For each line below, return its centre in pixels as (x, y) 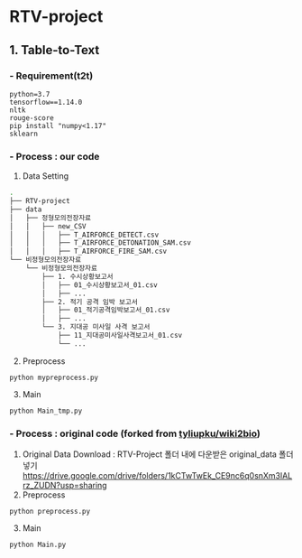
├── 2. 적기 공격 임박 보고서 (90, 302)
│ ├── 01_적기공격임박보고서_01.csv (106, 310)
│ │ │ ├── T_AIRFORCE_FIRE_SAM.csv (88, 251)
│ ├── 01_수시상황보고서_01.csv (100, 285)
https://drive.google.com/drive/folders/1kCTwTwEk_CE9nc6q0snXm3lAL (157, 476)
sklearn (24, 134)
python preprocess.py (50, 512)
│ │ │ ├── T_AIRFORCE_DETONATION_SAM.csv (101, 243)
